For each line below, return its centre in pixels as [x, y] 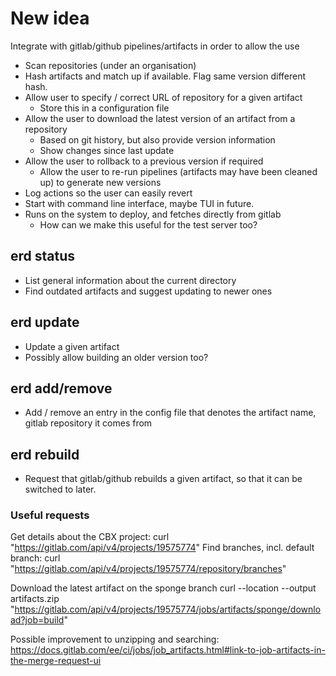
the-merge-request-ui [56, 661]
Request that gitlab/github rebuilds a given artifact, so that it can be [163, 479]
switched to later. [60, 489]
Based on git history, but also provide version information [157, 139]
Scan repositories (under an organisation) [110, 65]
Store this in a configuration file [104, 108]
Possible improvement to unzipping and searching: [115, 639]
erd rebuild [45, 454]
